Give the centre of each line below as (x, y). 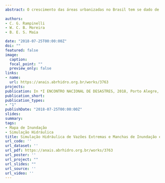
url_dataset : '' (22, 146)
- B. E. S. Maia (22, 32)
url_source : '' (21, 169)
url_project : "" (22, 160)
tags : (11, 123)
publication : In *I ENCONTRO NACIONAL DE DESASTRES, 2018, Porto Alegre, (82, 91)
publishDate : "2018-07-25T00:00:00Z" (44, 110)
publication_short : (25, 96)
